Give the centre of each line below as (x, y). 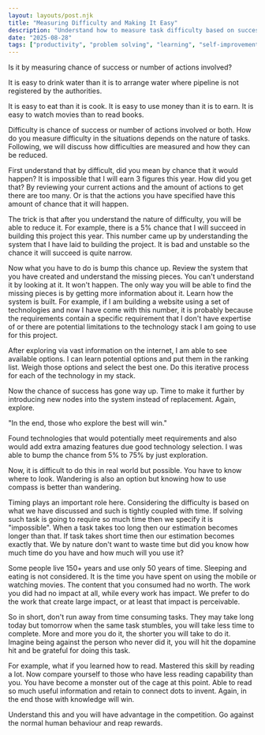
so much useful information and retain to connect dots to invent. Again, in (127, 691)
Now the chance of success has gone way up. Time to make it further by (126, 391)
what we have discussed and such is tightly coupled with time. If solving (125, 511)
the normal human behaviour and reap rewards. (86, 723)
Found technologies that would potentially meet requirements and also (123, 438)
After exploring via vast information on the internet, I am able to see (118, 351)
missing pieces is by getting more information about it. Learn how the (121, 294)
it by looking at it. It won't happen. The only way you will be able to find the (130, 285)
